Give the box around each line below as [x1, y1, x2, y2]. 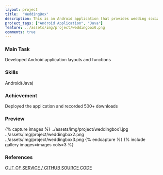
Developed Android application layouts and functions [5, 57, 111, 63]
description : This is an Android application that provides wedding [5, 16, 147, 21]
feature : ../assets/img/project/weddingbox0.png [5, 25, 105, 30]
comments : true [5, 30, 36, 35]
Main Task [5, 46, 30, 52]
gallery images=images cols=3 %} [5, 142, 74, 148]
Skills [5, 69, 18, 76]
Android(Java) [5, 80, 34, 86]
